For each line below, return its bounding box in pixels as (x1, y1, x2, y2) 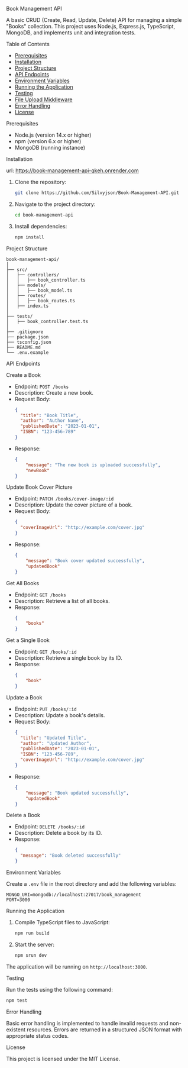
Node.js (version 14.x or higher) (14, 131, 92, 138)
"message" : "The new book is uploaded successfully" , (25, 462, 161, 468)
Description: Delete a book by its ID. (14, 830, 102, 837)
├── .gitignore (6, 328, 44, 335)
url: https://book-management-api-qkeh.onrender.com (6, 167, 139, 174)
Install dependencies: (14, 222, 67, 230)
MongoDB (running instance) (14, 144, 86, 151)
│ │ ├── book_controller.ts (6, 277, 86, 283)
